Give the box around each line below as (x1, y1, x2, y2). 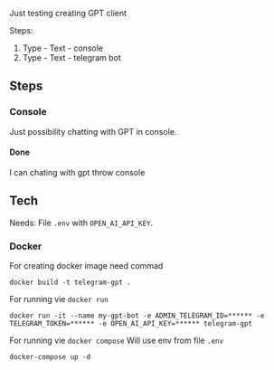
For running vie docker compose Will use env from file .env (9, 335, 224, 346)
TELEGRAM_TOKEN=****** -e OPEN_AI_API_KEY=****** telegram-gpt (9, 319, 253, 328)
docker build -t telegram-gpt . (9, 278, 131, 287)
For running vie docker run (9, 294, 109, 304)
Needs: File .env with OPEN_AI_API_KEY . (9, 217, 154, 228)
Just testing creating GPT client (9, 8, 128, 18)
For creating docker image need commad (9, 261, 164, 270)
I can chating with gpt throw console (9, 166, 146, 177)
